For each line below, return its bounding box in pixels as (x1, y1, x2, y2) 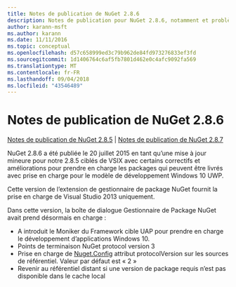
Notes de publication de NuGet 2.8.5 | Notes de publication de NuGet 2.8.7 (7, 135, 223, 144)
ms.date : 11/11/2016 (7, 36, 68, 44)
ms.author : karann (7, 29, 61, 37)
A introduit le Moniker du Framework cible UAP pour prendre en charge (17, 227, 224, 236)
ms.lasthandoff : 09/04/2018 (7, 75, 90, 83)
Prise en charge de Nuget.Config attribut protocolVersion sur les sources (17, 250, 229, 258)
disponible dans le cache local (17, 272, 105, 281)
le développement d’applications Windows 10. (17, 234, 150, 243)
